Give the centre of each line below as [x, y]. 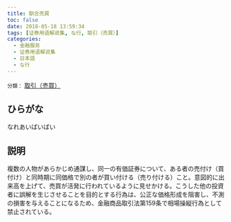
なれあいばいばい [31, 127]
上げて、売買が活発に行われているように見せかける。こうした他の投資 [124, 186]
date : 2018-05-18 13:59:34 [46, 26]
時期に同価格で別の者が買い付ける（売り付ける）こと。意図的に [128, 177]
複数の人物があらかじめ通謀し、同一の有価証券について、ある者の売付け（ [113, 169]
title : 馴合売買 [28, 13]
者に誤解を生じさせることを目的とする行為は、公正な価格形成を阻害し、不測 [116, 194]
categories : [24, 39]
